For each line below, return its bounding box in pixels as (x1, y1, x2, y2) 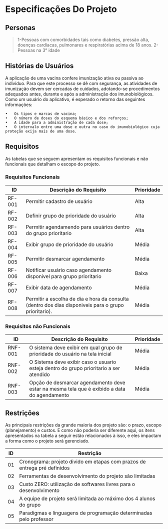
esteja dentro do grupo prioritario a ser (29, 365, 120, 372)
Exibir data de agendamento (25, 284, 92, 291)
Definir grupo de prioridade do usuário (25, 212, 116, 219)
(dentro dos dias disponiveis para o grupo (25, 301, 124, 308)
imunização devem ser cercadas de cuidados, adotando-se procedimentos (5, 85, 160, 91)
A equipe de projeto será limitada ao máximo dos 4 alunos (19, 495, 155, 502)
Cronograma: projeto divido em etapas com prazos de (19, 458, 146, 465)
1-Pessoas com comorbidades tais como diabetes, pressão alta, (17, 36, 149, 42)
